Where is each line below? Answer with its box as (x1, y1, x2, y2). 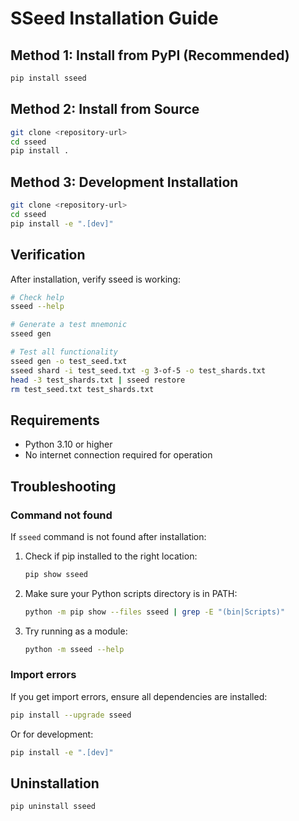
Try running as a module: (24, 625, 128, 637)
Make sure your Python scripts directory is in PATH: (24, 587, 238, 599)
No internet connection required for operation (24, 449, 213, 461)
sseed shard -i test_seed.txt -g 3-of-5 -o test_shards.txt (10, 365, 267, 376)
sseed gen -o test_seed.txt (10, 356, 128, 366)
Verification (10, 247, 86, 264)
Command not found (10, 508, 113, 522)
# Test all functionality (10, 347, 118, 357)
